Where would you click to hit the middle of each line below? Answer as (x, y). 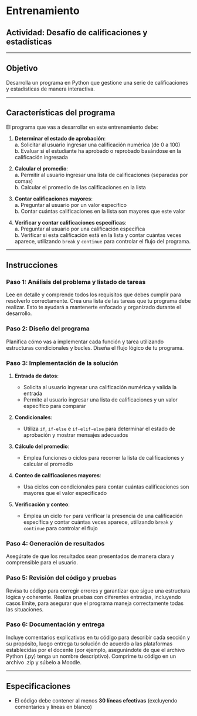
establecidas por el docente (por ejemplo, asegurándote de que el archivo (96, 650)
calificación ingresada (41, 157)
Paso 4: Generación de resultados (55, 543)
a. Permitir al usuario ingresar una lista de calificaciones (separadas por (101, 175)
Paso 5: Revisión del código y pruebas (62, 578)
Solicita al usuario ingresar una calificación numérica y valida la (100, 387)
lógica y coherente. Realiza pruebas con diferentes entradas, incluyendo (94, 597)
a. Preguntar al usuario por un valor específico (71, 205)
